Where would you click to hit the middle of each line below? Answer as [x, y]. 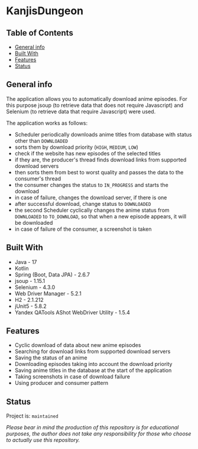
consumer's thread [38, 179]
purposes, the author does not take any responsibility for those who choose [99, 434]
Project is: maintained [32, 416]
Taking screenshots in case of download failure [72, 377]
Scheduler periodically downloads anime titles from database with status [103, 134]
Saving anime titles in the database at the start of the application [93, 370]
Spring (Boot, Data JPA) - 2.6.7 [52, 275]
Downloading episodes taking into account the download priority [93, 364]
